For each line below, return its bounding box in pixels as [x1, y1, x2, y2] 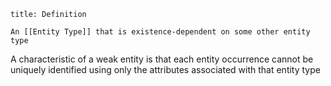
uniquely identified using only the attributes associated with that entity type [10, 64, 321, 75]
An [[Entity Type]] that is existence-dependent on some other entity [10, 27, 311, 37]
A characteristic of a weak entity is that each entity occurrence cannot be [10, 53, 314, 65]
